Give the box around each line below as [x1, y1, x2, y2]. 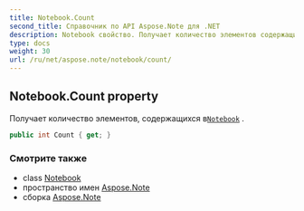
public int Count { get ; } [9, 130, 111, 139]
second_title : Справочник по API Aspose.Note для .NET [9, 22, 221, 31]
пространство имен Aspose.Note [22, 182, 151, 193]
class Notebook [22, 172, 81, 183]
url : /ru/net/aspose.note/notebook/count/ [9, 55, 172, 64]
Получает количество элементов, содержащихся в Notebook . [9, 112, 244, 123]
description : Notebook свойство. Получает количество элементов [9, 30, 257, 39]
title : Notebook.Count [9, 13, 95, 23]
